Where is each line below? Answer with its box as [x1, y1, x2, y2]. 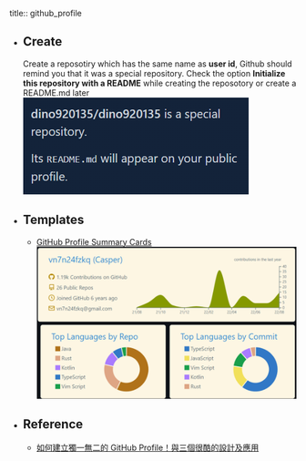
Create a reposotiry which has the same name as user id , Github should [22, 58, 293, 69]
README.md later [22, 87, 89, 98]
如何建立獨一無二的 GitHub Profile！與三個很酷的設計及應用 [36, 442, 260, 453]
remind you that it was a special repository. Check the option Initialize [22, 67, 286, 78]
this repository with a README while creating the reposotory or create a [22, 77, 297, 88]
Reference [22, 416, 84, 432]
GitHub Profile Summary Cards [36, 236, 152, 247]
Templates [22, 212, 85, 228]
